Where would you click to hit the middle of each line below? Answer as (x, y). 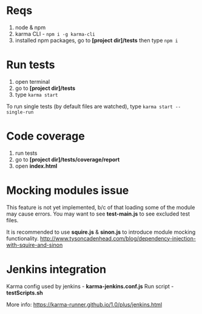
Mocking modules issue (68, 190)
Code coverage (45, 136)
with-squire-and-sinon (35, 245)
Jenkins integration (56, 269)
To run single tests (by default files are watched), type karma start (89, 106)
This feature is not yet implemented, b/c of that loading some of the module (101, 207)
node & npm (30, 27)
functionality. (23, 238)
